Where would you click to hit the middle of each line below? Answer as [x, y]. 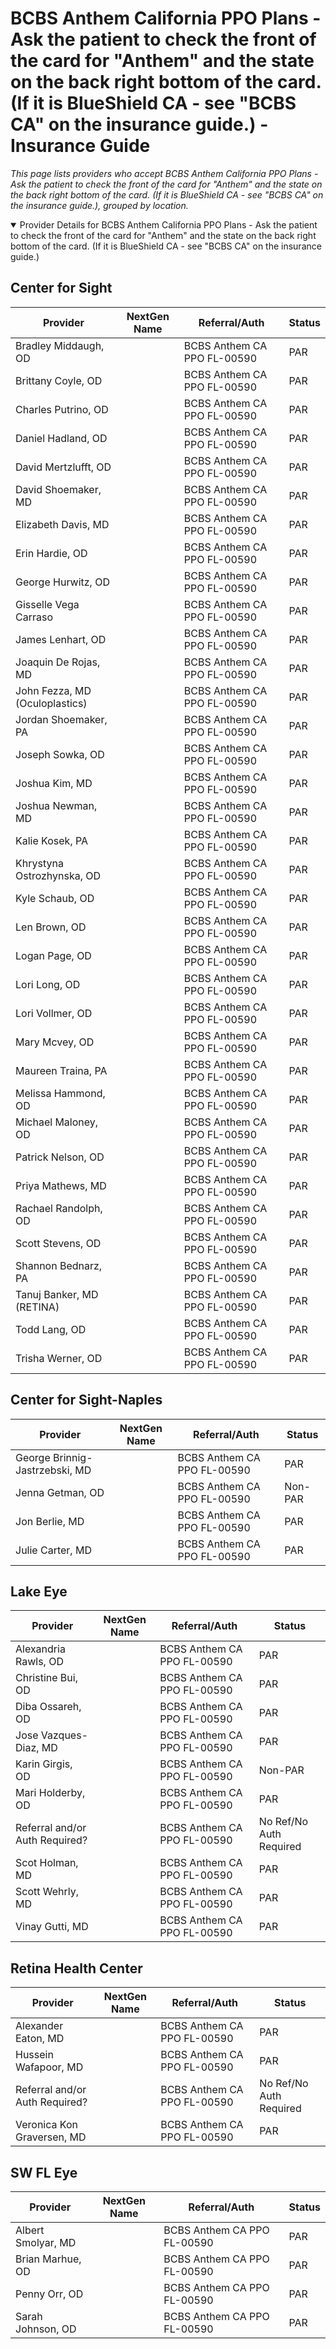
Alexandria [40, 1649]
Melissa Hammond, [60, 1093]
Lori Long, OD [48, 984]
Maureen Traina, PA [61, 1070]
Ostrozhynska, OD [58, 875]
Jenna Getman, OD [60, 1492]
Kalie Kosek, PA [52, 840]
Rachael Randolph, [59, 1208]
